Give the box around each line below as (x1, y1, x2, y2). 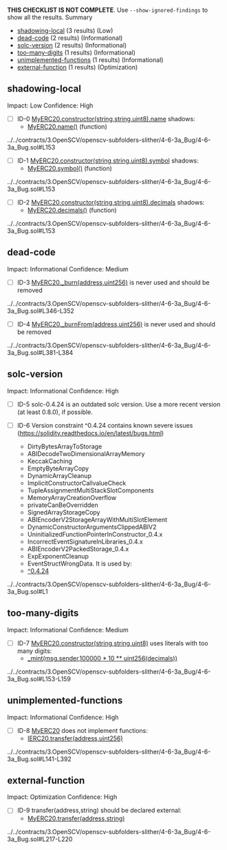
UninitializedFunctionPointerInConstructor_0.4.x (27, 530, 163, 538)
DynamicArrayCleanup (27, 471, 91, 479)
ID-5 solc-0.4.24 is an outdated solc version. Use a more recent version (17, 400, 221, 408)
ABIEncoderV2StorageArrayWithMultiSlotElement (27, 515, 167, 524)
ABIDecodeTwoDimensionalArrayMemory (27, 449, 145, 457)
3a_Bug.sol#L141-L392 (7, 754, 72, 763)
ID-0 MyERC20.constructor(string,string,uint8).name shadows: (17, 114, 195, 123)
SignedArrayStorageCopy (27, 508, 100, 516)
